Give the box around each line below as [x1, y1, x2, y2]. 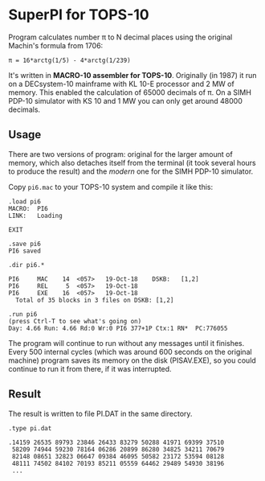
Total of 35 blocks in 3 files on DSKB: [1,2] [15, 296, 174, 304]
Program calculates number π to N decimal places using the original [8, 32, 233, 42]
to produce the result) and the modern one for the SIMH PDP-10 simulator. [8, 166, 254, 176]
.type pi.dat [8, 424, 52, 432]
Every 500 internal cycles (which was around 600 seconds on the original [8, 347, 252, 356]
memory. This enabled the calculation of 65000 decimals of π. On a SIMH [8, 87, 251, 97]
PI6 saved [8, 247, 42, 255]
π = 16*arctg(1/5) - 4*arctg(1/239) [8, 56, 131, 64]
